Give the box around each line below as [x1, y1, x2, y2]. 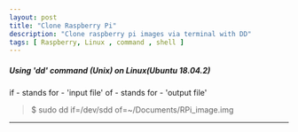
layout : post [9, 12, 58, 22]
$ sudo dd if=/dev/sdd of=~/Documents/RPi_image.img [30, 105, 234, 115]
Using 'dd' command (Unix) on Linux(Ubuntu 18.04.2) [9, 65, 211, 75]
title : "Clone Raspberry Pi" [9, 21, 117, 30]
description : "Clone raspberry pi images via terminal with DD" [9, 29, 252, 38]
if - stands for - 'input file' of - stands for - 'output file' [9, 88, 208, 98]
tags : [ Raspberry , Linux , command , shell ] [9, 37, 184, 47]
